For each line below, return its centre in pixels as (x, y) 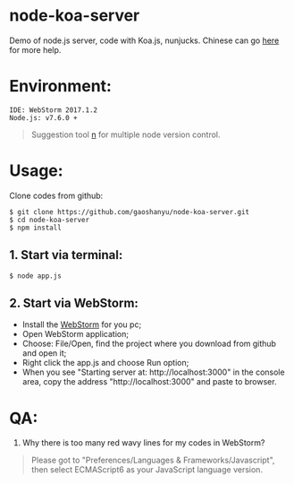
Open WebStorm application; (76, 334)
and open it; (44, 353)
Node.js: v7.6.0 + (43, 117)
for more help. (35, 49)
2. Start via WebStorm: (74, 303)
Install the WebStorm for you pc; (82, 324)
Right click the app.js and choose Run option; (105, 363)
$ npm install (36, 228)
